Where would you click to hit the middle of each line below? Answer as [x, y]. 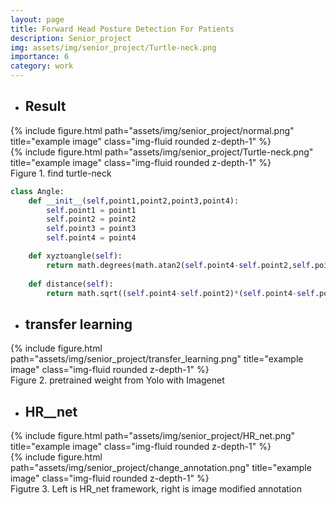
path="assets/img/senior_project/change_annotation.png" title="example [161, 468]
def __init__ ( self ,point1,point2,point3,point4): [134, 201]
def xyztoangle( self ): [75, 256]
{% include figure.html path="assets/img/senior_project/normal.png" [152, 130]
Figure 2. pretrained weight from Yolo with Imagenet [117, 380]
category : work [42, 66]
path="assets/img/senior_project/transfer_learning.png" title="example [157, 359]
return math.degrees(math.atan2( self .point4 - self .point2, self [178, 265]
